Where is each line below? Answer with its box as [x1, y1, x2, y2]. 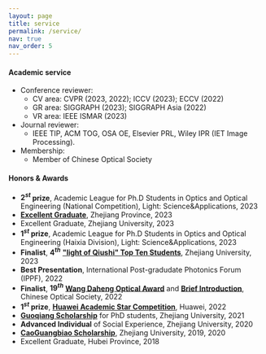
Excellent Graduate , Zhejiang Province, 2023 [20, 210, 172, 220]
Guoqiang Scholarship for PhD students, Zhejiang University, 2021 [20, 310, 245, 320]
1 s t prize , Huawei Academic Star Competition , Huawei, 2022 [20, 300, 227, 312]
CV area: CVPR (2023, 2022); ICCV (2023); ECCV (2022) [32, 94, 225, 104]
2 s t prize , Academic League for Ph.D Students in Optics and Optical [20, 191, 248, 203]
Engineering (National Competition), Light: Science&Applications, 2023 [20, 201, 259, 212]
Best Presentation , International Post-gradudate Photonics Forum [20, 264, 242, 274]
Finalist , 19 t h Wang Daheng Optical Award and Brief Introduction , [20, 282, 244, 293]
